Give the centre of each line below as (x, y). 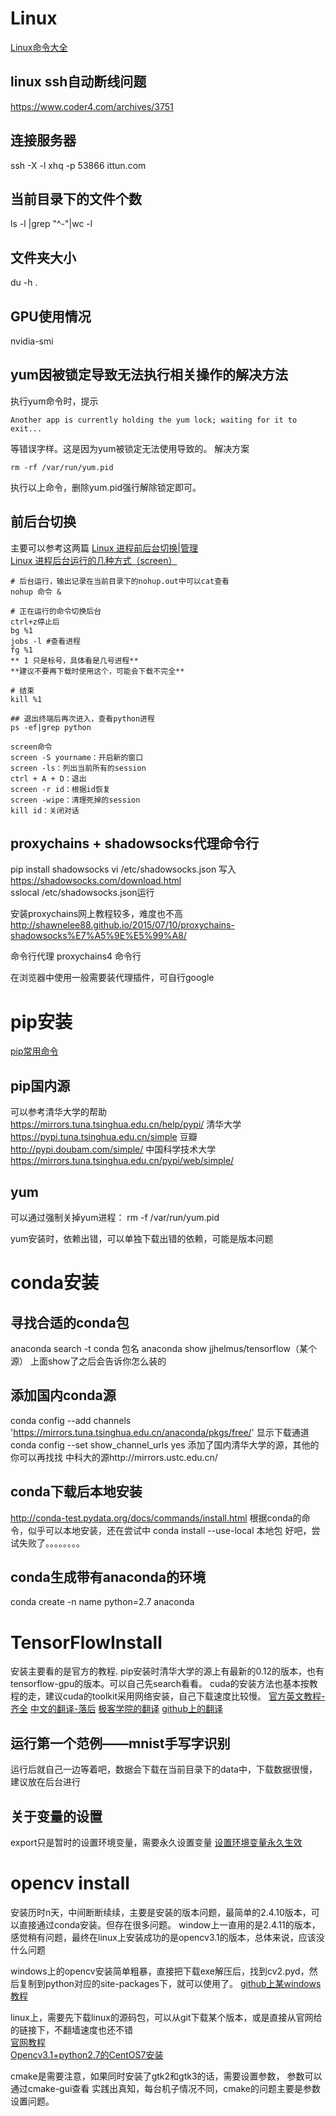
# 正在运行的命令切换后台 (56, 611)
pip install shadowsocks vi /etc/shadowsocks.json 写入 (123, 869)
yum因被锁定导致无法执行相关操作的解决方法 (149, 375)
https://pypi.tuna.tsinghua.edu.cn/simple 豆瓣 (104, 1137)
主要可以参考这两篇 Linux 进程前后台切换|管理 (104, 548)
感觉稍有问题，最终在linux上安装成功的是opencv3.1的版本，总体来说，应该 (163, 1937)
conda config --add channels (71, 1420)
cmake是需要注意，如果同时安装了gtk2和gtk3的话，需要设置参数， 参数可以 (166, 2076)
